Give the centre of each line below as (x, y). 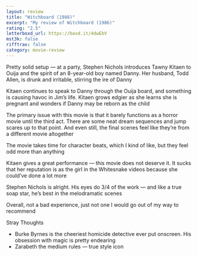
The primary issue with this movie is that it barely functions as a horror (92, 115)
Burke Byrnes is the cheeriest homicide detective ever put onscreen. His (103, 234)
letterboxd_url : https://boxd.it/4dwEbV (57, 34)
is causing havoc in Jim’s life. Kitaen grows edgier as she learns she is (92, 97)
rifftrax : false (26, 45)
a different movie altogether (40, 134)
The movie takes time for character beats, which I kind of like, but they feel (97, 145)
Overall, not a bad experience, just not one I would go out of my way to (93, 205)
